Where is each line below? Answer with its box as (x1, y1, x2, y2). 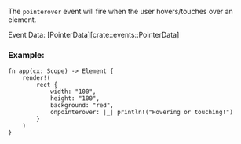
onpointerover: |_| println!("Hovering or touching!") (49, 109, 234, 117)
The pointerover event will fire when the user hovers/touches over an (8, 7, 233, 16)
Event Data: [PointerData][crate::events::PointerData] (8, 31, 180, 39)
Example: (8, 49, 45, 60)
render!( (22, 74, 51, 82)
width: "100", (49, 88, 97, 96)
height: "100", (49, 95, 100, 103)
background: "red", (49, 102, 114, 110)
